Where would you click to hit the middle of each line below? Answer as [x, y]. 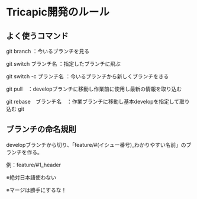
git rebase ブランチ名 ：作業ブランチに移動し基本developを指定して [93, 102]
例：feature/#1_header [33, 165]
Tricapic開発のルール [58, 12]
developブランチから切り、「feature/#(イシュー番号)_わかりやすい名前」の [96, 145]
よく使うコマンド [37, 36]
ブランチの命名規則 [41, 129]
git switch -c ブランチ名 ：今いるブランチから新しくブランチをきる [88, 76]
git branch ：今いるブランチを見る [48, 51]
